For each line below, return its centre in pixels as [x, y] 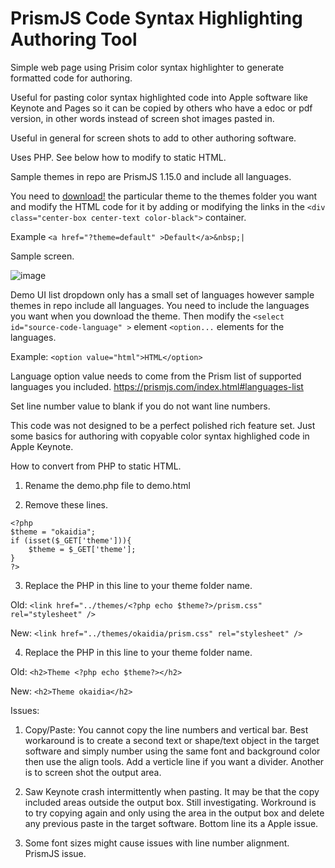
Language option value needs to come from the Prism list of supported [156, 376]
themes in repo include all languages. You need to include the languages [160, 305]
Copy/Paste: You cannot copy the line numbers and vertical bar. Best [166, 729]
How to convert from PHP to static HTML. [96, 466]
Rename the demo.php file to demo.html [107, 485]
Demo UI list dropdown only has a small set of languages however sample [162, 294]
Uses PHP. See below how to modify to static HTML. [118, 157]
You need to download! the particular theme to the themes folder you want [164, 196]
